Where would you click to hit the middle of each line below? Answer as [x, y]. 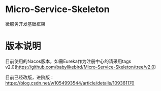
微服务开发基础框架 [25, 24]
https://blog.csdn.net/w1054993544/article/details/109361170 [70, 83]
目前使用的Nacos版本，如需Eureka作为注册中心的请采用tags [68, 61]
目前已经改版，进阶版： [30, 77]
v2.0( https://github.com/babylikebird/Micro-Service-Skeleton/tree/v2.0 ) [81, 67]
